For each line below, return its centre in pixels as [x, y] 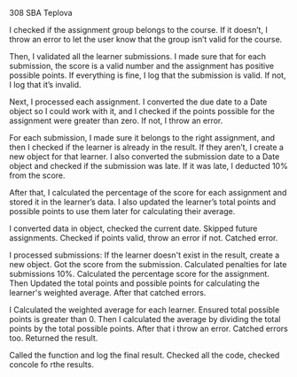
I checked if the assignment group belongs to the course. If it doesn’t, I [138, 30]
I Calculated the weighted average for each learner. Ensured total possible [145, 310]
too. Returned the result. [54, 338]
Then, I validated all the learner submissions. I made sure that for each [138, 56]
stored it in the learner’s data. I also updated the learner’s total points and [143, 202]
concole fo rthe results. [52, 365]
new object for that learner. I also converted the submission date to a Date [145, 157]
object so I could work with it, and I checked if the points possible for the [142, 111]
